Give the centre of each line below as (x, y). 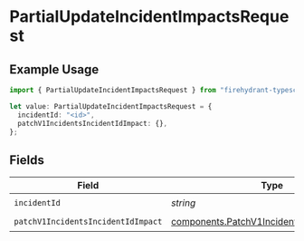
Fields (27, 160)
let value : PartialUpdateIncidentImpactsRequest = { (111, 106)
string (183, 203)
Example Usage (54, 69)
